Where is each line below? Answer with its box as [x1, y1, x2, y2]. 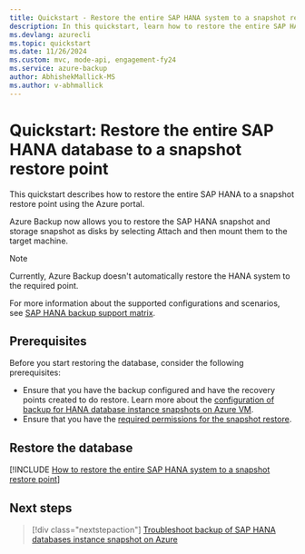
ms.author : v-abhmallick [9, 81, 103, 90]
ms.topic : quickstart [9, 38, 92, 48]
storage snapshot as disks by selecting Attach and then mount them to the [9, 225, 288, 236]
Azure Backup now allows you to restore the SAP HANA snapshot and [9, 215, 271, 227]
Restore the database [9, 440, 133, 455]
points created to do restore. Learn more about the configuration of [22, 394, 275, 405]
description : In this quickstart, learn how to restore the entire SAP [9, 22, 286, 31]
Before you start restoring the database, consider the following [9, 358, 244, 369]
